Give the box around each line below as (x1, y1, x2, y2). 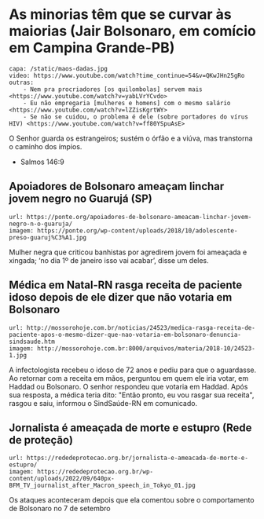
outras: (9, 79, 35, 86)
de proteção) (9, 433, 74, 447)
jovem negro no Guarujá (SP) (9, 192, 152, 206)
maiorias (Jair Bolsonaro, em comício (9, 22, 256, 40)
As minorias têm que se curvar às (9, 5, 233, 24)
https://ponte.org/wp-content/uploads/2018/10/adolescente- (37, 226, 238, 235)
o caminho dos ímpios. (9, 141, 82, 151)
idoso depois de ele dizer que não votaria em (9, 291, 233, 304)
